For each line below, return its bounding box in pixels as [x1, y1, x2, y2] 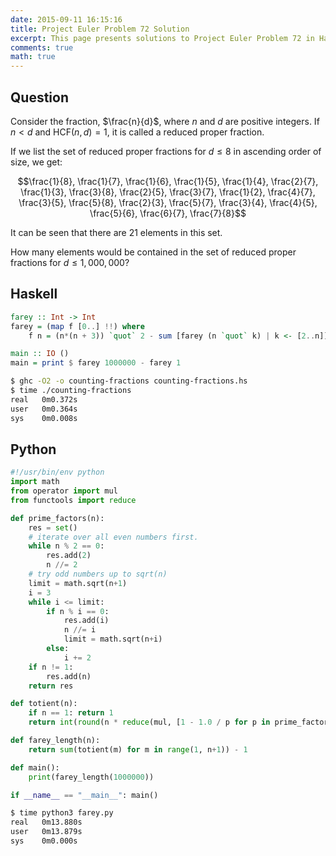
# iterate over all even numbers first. [28, 532, 199, 542]
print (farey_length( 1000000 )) [28, 772, 155, 782]
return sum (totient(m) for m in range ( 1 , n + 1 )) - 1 [28, 744, 248, 755]
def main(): [10, 762, 60, 773]
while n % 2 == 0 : [28, 541, 105, 551]
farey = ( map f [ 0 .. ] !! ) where [10, 321, 145, 331]
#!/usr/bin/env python [10, 467, 105, 478]
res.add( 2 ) [46, 551, 92, 561]
